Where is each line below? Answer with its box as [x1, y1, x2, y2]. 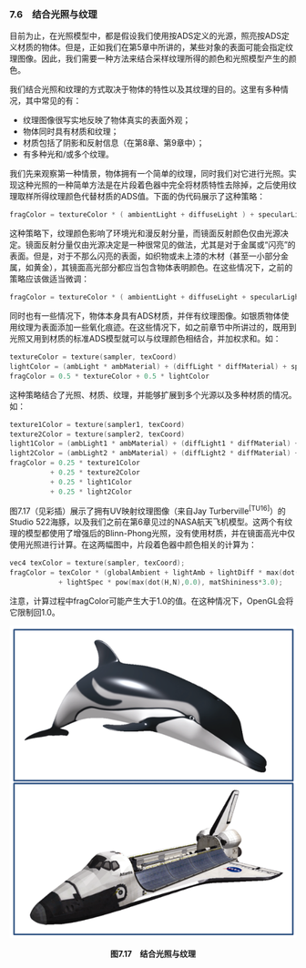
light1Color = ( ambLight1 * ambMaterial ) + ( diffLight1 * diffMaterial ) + [9, 439, 300, 448]
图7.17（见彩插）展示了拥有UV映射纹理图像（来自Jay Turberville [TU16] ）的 [9, 504, 287, 516]
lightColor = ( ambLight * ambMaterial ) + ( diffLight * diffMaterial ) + [9, 362, 287, 371]
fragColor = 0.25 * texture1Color [9, 458, 141, 468]
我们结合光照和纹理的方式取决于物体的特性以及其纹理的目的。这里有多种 [9, 84, 280, 95]
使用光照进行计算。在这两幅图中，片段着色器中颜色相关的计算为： [9, 539, 257, 550]
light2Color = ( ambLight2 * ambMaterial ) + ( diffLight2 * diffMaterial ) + [9, 449, 300, 458]
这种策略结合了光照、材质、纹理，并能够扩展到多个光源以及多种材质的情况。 [9, 389, 297, 400]
